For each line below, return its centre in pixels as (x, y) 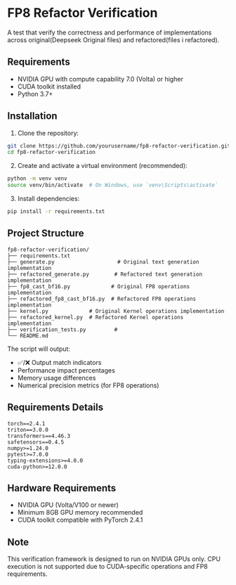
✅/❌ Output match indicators (59, 362)
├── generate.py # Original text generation (103, 262)
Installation (32, 116)
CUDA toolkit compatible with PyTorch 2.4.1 (80, 520)
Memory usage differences (57, 378)
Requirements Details (55, 407)
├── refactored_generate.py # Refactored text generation (105, 274)
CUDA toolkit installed (49, 86)
